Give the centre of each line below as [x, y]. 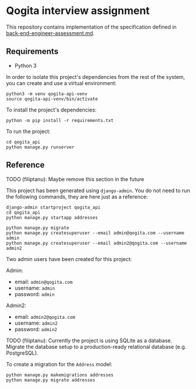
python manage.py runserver [40, 147]
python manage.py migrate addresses [51, 380]
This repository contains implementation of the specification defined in [91, 27]
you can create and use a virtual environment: [61, 83]
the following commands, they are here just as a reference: [77, 196]
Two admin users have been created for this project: [69, 259]
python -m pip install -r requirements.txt [60, 120]
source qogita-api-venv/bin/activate [52, 99]
